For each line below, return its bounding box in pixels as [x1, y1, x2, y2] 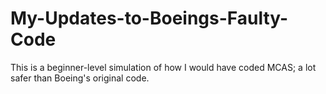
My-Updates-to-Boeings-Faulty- [10, 7, 289, 30]
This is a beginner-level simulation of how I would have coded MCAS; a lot [10, 61, 317, 73]
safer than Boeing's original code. [10, 72, 150, 84]
